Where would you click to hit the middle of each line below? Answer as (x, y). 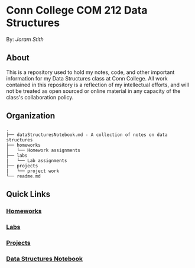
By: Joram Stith (25, 39)
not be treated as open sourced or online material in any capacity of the (93, 91)
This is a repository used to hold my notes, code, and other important (90, 72)
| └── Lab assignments (37, 160)
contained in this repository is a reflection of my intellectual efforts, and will (97, 85)
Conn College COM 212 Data (77, 10)
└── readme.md (24, 176)
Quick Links (28, 194)
